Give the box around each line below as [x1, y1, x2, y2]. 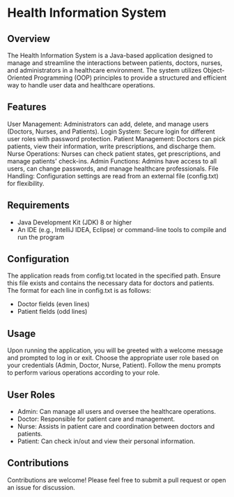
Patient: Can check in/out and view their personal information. [17, 437, 195, 445]
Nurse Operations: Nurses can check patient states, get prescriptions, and [7, 149, 221, 158]
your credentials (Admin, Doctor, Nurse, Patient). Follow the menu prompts [7, 361, 221, 370]
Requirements [7, 199, 70, 211]
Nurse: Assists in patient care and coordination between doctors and [17, 422, 215, 431]
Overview [7, 33, 51, 45]
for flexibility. [7, 179, 45, 187]
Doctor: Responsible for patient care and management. [17, 415, 175, 424]
